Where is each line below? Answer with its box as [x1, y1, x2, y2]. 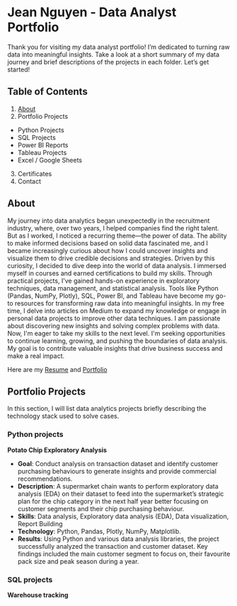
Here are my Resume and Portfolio [7, 365, 108, 373]
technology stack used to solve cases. [7, 412, 120, 421]
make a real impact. [7, 351, 65, 360]
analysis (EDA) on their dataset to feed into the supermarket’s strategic [17, 489, 224, 498]
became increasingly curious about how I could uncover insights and [7, 246, 209, 255]
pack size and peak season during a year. [17, 557, 139, 566]
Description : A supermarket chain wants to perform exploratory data [17, 482, 219, 490]
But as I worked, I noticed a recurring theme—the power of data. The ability [7, 231, 228, 240]
